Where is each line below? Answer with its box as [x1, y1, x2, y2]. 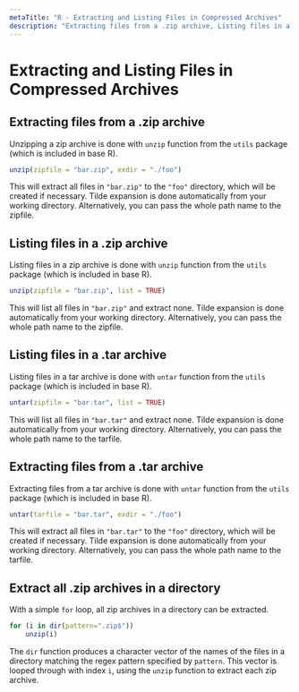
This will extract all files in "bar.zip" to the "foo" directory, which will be [9, 181, 276, 192]
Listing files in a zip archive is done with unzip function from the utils [9, 260, 267, 270]
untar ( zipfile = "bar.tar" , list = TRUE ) [9, 397, 167, 407]
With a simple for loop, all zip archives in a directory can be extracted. [9, 604, 269, 615]
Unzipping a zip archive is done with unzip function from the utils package [9, 138, 288, 149]
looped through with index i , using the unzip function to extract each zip [9, 665, 277, 676]
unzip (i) [25, 630, 58, 639]
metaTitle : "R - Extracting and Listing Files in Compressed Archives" [9, 13, 282, 22]
